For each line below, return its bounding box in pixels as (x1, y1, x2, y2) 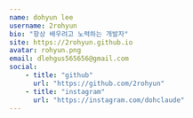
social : (9, 63, 38, 72)
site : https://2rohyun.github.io (9, 37, 133, 47)
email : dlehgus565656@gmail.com (9, 54, 129, 63)
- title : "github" (25, 71, 93, 80)
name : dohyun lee (9, 12, 74, 22)
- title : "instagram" (25, 87, 105, 96)
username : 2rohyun (9, 21, 77, 30)
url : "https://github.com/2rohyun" (32, 79, 165, 88)
